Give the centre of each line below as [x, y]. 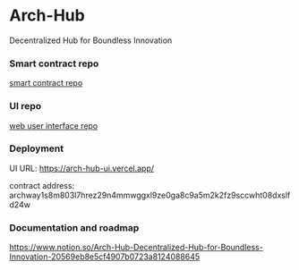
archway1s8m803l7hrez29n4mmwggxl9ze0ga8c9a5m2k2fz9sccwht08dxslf [150, 195]
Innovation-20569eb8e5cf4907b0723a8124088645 [105, 257]
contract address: [42, 185]
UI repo [26, 106]
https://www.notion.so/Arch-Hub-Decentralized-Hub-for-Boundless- [137, 248]
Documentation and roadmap [74, 227]
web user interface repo [54, 125]
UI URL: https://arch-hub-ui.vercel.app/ [82, 168]
